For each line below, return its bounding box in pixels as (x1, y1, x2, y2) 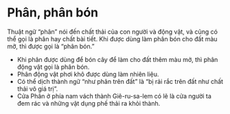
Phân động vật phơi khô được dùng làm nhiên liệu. (16, 70, 159, 78)
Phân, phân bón (7, 5, 99, 21)
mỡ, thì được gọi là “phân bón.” (7, 42, 95, 50)
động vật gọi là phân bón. (16, 62, 90, 71)
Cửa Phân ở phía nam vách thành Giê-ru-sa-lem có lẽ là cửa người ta (16, 91, 211, 100)
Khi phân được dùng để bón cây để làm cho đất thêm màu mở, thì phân (16, 55, 218, 63)
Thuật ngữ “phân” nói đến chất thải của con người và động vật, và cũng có (7, 27, 218, 36)
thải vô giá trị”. (16, 84, 58, 93)
